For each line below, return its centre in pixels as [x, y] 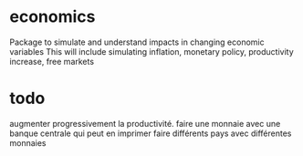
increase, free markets [52, 61]
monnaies [28, 142]
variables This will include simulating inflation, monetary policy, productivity [151, 51]
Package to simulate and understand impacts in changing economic [137, 42]
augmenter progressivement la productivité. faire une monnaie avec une [145, 123]
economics [52, 17]
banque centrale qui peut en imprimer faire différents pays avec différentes [151, 133]
